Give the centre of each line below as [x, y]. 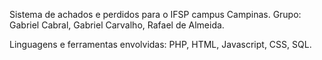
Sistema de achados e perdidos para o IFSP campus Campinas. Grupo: [155, 14]
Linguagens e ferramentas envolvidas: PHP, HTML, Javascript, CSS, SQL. [160, 44]
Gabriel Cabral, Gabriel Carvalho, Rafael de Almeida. [117, 25]
